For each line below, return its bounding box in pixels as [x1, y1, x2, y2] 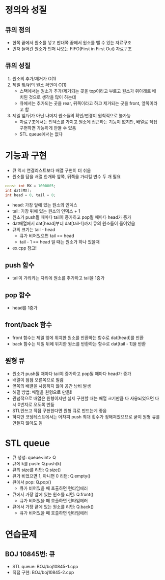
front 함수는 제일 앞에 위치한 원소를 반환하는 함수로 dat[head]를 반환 [12, 335, 144, 341]
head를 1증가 [12, 305, 38, 310]
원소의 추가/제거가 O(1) [12, 75, 56, 81]
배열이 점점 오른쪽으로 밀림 [12, 376, 64, 382]
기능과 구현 [5, 150, 47, 161]
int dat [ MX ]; [5, 188, 32, 193]
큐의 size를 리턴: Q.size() [12, 467, 61, 473]
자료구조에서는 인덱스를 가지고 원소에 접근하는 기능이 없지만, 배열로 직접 [19, 119, 158, 125]
